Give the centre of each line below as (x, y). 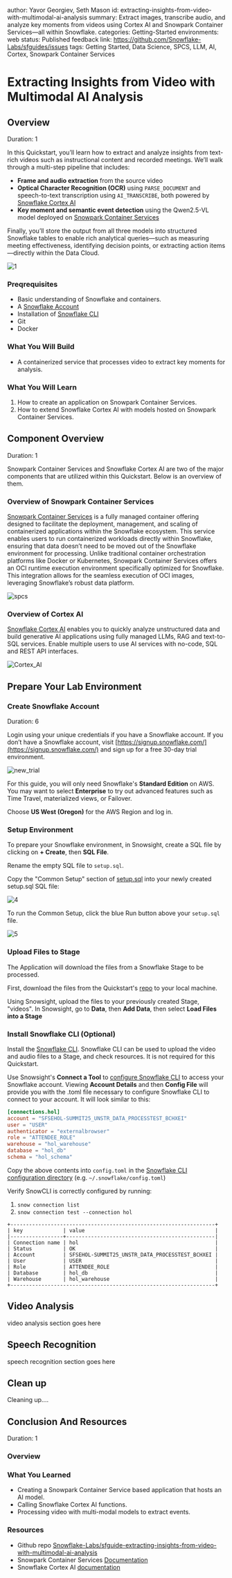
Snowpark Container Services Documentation (82, 1560)
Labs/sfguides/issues (38, 47)
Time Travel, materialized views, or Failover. (70, 798)
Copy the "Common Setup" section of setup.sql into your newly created (109, 879)
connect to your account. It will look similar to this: (79, 1099)
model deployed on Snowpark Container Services (88, 217)
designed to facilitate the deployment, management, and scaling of (103, 524)
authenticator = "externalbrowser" (59, 1131)
